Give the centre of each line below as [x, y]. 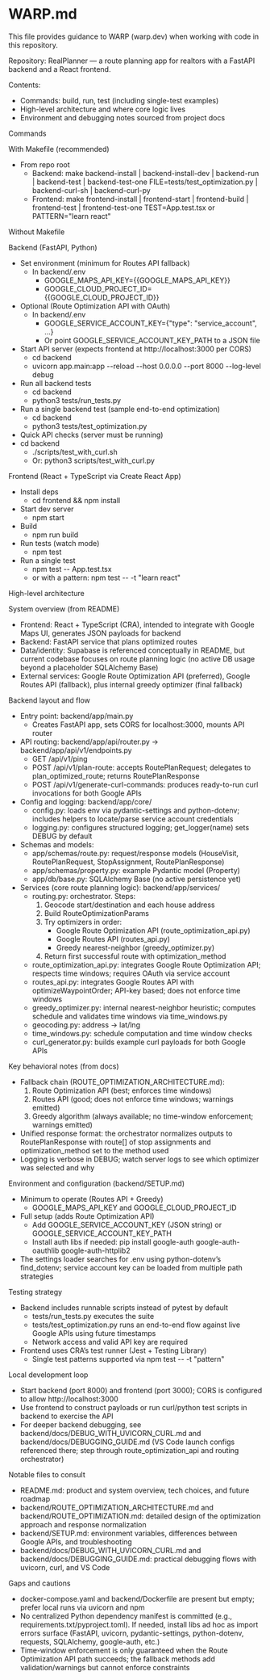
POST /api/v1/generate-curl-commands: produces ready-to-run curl [145, 784]
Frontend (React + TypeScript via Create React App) [95, 476]
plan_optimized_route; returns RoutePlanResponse [116, 775]
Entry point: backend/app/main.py [77, 716]
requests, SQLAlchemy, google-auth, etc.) [90, 1641]
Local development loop [48, 1375]
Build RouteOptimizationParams [96, 913]
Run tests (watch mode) [60, 543]
